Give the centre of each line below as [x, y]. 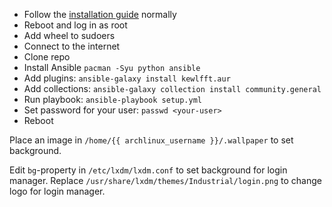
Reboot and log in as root [75, 25]
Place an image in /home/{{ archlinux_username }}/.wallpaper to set [151, 140]
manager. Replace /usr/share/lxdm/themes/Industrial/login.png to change [165, 180]
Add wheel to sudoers [69, 35]
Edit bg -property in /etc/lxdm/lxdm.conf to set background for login [148, 170]
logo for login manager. [57, 191]
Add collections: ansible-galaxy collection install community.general [172, 88]
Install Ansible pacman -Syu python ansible [112, 67]
